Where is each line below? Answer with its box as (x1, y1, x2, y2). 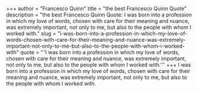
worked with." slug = (6, 30, 57, 37)
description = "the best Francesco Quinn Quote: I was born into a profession (6, 11, 192, 18)
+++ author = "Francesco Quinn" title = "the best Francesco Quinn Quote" (6, 5, 187, 12)
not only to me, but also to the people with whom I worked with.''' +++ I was (6, 61, 191, 68)
